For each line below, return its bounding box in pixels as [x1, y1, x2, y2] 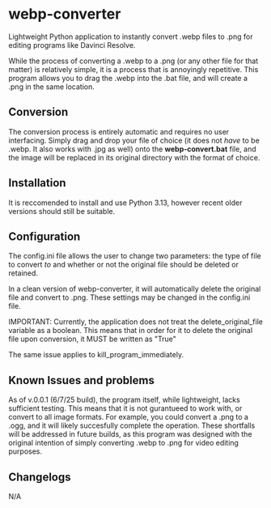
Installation [8, 176, 66, 190]
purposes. [8, 446, 43, 456]
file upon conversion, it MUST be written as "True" [8, 334, 176, 344]
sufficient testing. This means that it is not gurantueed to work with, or [8, 403, 243, 413]
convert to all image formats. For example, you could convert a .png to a [8, 412, 249, 422]
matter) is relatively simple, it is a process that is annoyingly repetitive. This [8, 64, 259, 74]
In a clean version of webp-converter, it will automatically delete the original [8, 284, 261, 294]
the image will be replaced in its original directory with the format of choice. [8, 152, 260, 162]
